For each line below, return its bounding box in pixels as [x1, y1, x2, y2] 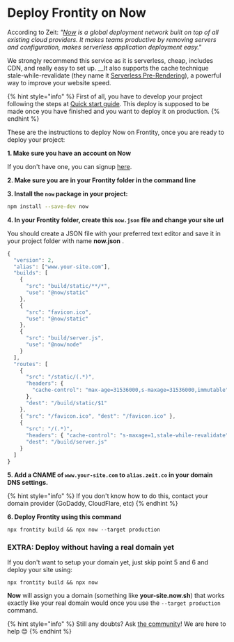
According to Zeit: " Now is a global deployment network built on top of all [7, 28, 219, 36]
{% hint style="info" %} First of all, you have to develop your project [7, 92, 203, 101]
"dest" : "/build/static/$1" [25, 400, 108, 407]
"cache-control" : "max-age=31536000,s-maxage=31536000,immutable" [32, 386, 229, 394]
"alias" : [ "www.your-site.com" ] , [13, 263, 111, 270]
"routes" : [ [13, 360, 49, 367]
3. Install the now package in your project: [7, 189, 128, 198]
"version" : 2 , [13, 256, 54, 263]
